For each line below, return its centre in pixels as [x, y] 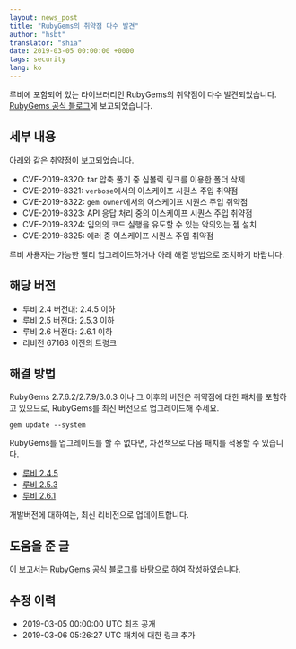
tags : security [38, 59]
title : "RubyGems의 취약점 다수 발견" [74, 26]
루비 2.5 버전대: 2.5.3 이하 [68, 320]
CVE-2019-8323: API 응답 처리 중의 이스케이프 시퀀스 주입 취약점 [137, 213]
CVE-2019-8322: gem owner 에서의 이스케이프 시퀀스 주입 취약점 [135, 201]
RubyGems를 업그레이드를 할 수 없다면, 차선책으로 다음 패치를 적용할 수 [135, 443]
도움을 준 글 [39, 546]
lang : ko [26, 68]
